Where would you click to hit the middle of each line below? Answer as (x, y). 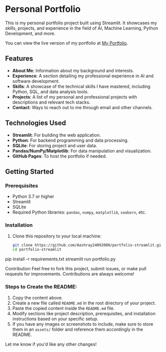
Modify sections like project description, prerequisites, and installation (84, 313)
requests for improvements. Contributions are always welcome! (70, 274)
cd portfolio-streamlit (37, 250)
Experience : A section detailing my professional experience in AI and (83, 76)
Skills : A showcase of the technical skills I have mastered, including (81, 86)
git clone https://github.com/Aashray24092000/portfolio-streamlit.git (88, 245)
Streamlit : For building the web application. (56, 135)
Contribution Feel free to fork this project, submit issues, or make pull (76, 269)
